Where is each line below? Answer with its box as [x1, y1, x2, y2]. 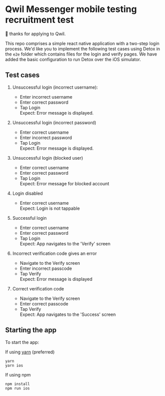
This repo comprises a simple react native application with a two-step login [5, 40, 160, 46]
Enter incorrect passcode [19, 265, 72, 271]
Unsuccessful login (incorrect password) [12, 119, 96, 126]
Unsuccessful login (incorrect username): [12, 84, 98, 90]
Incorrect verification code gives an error [12, 250, 97, 256]
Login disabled [12, 190, 43, 196]
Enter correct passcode [19, 300, 69, 306]
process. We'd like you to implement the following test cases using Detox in [5, 46, 161, 52]
